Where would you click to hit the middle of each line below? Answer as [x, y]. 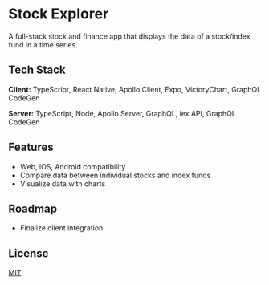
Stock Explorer [59, 14]
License [29, 253]
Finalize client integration [61, 228]
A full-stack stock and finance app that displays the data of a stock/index [129, 36]
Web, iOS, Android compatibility [73, 166]
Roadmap [33, 208]
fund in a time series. [43, 44]
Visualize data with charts [63, 183]
